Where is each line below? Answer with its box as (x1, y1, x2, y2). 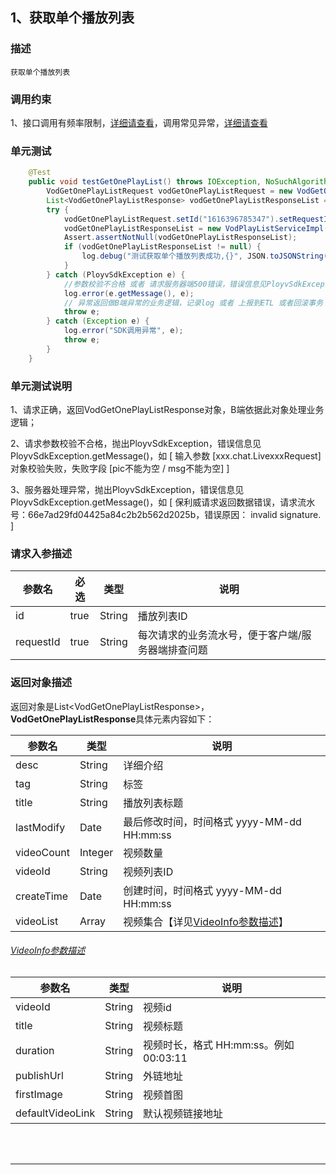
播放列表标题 (123, 796, 184, 810)
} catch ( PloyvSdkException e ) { (46, 269, 186, 280)
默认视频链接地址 (143, 1106, 224, 1120)
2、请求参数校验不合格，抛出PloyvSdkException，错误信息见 (10, 437, 262, 449)
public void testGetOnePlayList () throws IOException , (28, 177, 262, 187)
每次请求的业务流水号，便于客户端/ (137, 628, 302, 642)
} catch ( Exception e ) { (46, 316, 150, 327)
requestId (15, 635, 61, 649)
